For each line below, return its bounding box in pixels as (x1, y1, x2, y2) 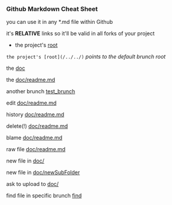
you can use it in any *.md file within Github (6, 19, 113, 26)
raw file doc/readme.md (6, 146, 66, 153)
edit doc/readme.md (6, 99, 57, 106)
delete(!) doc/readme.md (6, 123, 68, 130)
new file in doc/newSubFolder (6, 169, 80, 176)
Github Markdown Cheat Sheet (6, 5, 98, 13)
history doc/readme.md (6, 111, 65, 118)
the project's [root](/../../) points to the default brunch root (6, 53, 166, 60)
